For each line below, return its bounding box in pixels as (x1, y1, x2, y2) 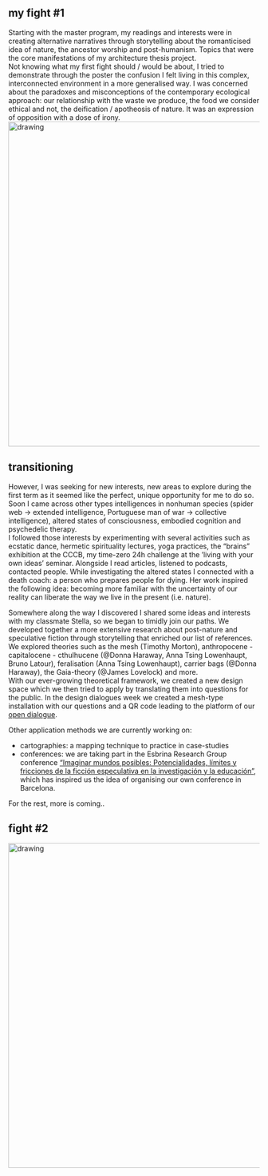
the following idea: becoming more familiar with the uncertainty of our (8, 584, 238, 593)
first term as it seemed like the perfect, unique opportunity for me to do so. (8, 490, 254, 500)
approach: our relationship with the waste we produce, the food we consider (8, 95, 260, 105)
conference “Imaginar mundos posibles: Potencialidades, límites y (19, 757, 237, 767)
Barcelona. (19, 783, 56, 792)
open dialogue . (8, 709, 58, 719)
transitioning (8, 460, 74, 474)
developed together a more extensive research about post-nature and (8, 624, 238, 634)
